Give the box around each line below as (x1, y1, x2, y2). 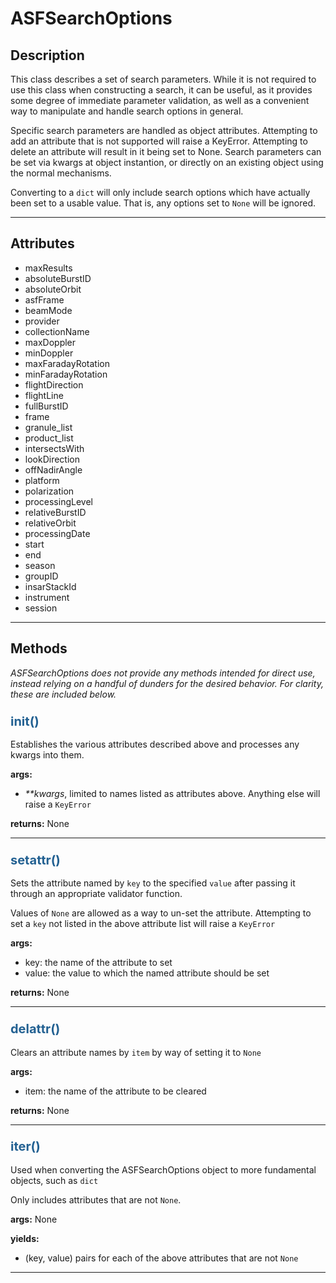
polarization (24, 485, 75, 497)
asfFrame (24, 293, 65, 306)
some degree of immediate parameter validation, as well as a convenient (10, 95, 310, 106)
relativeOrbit (24, 517, 77, 529)
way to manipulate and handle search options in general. (10, 105, 244, 117)
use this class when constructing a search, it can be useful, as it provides (10, 84, 313, 96)
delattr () (10, 1021, 61, 1037)
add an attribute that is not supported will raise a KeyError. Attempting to (10, 135, 308, 147)
